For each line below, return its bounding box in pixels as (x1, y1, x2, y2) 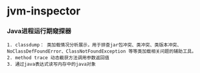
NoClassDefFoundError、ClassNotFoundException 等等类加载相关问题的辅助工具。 (7, 48, 197, 55)
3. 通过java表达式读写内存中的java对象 (7, 62, 96, 68)
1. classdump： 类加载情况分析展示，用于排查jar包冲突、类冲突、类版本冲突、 (7, 42, 182, 48)
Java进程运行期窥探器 (7, 27, 72, 36)
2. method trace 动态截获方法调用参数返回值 (7, 55, 110, 61)
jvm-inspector (7, 4, 81, 18)
